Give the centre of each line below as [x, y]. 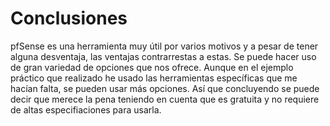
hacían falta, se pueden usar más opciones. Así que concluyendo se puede [165, 88]
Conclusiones [69, 18]
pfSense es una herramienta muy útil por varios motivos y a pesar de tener [164, 46]
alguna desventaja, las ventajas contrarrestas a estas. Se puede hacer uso [163, 56]
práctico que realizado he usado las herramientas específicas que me [154, 78]
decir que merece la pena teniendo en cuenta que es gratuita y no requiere [165, 99]
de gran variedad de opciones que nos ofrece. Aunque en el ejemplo [152, 67]
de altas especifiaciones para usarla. [86, 109]
